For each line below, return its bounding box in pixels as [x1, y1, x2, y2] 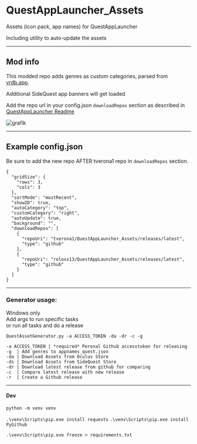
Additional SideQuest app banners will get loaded [6, 90, 125, 97]
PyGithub [6, 422, 28, 428]
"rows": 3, [16, 179, 43, 185]
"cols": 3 [16, 184, 41, 190]
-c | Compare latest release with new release [6, 369, 125, 375]
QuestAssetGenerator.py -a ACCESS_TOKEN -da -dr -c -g [6, 333, 143, 339]
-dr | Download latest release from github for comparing [6, 364, 151, 370]
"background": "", [11, 220, 57, 226]
